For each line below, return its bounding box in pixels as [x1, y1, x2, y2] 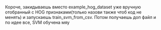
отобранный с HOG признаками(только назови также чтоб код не [5, 9, 142, 15]
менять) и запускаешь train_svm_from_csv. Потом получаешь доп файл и [5, 15, 157, 20]
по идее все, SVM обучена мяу [5, 19, 70, 25]
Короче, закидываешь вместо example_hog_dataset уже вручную [5, 4, 141, 10]
